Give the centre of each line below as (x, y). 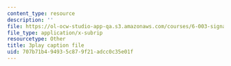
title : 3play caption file (46, 45)
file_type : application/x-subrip (55, 33)
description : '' (30, 20)
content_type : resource (41, 13)
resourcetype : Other (37, 39)
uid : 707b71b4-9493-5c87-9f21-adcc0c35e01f (70, 52)
